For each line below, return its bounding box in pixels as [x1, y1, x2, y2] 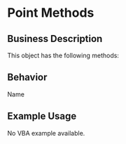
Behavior [7, 71, 48, 83]
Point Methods [7, 5, 94, 21]
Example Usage [7, 110, 77, 122]
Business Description [7, 33, 103, 45]
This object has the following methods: [7, 51, 119, 59]
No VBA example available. [7, 129, 85, 137]
